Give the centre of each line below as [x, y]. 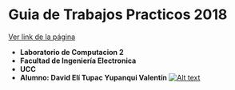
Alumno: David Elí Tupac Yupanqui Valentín [94, 77]
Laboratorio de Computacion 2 [72, 52]
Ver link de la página [42, 37]
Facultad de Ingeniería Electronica [78, 61]
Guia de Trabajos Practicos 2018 [118, 15]
